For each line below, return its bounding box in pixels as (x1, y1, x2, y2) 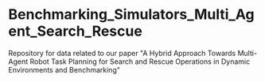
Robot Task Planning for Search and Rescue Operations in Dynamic (29, 57, 251, 66)
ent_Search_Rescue (8, 22, 143, 40)
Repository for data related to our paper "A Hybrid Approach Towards (8, 48, 236, 58)
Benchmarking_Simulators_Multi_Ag (8, 6, 255, 24)
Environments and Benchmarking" (8, 65, 121, 74)
